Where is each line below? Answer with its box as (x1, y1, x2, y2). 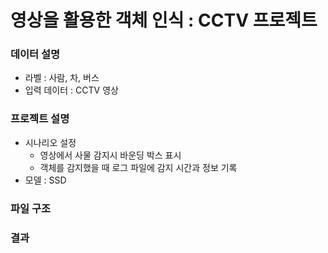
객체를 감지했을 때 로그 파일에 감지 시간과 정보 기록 (39, 161, 238, 173)
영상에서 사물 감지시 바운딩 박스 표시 (39, 149, 182, 161)
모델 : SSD (24, 174, 67, 186)
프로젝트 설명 (10, 112, 70, 126)
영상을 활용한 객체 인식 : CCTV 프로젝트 (10, 9, 318, 32)
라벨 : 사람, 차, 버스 (24, 72, 100, 84)
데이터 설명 (10, 47, 61, 61)
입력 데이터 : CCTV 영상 (24, 84, 119, 96)
